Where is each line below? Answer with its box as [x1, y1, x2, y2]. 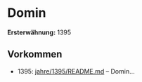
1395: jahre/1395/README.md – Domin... [17, 67, 135, 75]
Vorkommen [7, 48, 63, 60]
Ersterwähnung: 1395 [7, 28, 72, 36]
